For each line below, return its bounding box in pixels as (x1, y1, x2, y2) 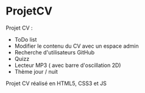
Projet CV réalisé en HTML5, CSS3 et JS (5, 80, 107, 87)
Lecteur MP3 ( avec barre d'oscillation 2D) (14, 62, 121, 69)
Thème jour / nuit (14, 68, 58, 75)
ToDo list (14, 36, 37, 43)
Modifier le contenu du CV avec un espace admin (14, 42, 140, 50)
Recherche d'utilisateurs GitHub (14, 48, 95, 56)
